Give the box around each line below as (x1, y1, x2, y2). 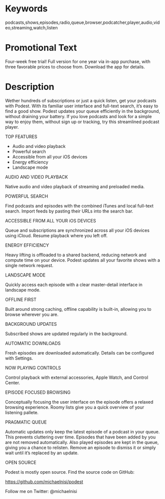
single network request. (5, 262, 54, 268)
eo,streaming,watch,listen (5, 24, 58, 30)
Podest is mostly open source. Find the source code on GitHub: (5, 469, 135, 475)
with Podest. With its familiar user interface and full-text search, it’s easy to (5, 103, 159, 109)
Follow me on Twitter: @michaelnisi (5, 488, 78, 494)
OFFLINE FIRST (5, 296, 37, 302)
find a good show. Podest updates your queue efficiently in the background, (5, 108, 160, 114)
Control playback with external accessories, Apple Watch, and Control (5, 374, 149, 380)
